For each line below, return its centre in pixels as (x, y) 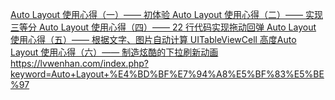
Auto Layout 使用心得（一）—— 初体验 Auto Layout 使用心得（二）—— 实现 (166, 14)
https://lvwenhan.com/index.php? (79, 63)
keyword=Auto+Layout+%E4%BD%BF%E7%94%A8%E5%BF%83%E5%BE (167, 74)
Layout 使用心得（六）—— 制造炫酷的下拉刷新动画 (114, 52)
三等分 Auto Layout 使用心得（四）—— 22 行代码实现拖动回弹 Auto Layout (163, 27)
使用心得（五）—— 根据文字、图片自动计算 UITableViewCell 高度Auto (153, 39)
